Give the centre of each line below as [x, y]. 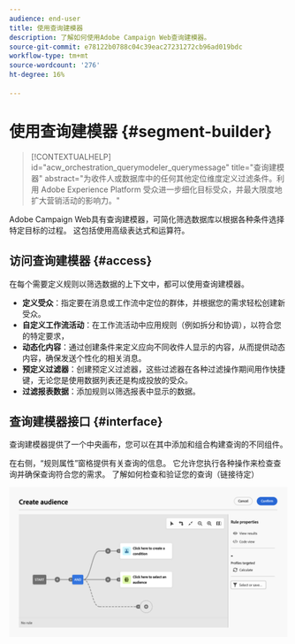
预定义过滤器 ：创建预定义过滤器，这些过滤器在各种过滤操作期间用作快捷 [153, 369]
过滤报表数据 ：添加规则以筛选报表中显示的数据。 [111, 391]
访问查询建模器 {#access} [81, 261]
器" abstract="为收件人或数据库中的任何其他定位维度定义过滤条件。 [154, 178]
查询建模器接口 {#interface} [86, 422]
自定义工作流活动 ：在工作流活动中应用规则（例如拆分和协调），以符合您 [151, 325]
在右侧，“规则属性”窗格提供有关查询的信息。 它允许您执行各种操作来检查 [141, 464]
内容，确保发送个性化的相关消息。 [84, 357]
